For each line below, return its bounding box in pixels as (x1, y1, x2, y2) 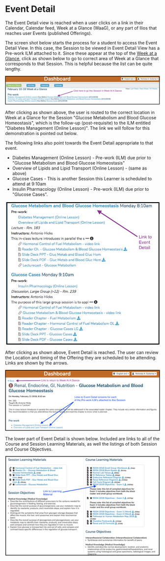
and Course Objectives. (5, 446, 53, 452)
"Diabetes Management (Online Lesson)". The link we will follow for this (5, 125, 150, 131)
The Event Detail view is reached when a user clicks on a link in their (5, 20, 144, 26)
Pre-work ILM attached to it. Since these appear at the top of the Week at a (5, 50, 157, 56)
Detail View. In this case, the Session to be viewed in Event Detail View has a (5, 45, 160, 51)
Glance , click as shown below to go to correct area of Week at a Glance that (5, 55, 159, 61)
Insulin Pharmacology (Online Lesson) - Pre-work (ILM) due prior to (12, 186, 149, 192)
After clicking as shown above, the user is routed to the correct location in (5, 109, 155, 115)
